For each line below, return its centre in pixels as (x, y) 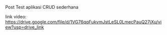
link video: (16, 17)
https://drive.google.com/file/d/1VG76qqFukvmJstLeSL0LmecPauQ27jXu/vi (83, 22)
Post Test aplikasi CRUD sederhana (42, 7)
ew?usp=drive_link (25, 27)
